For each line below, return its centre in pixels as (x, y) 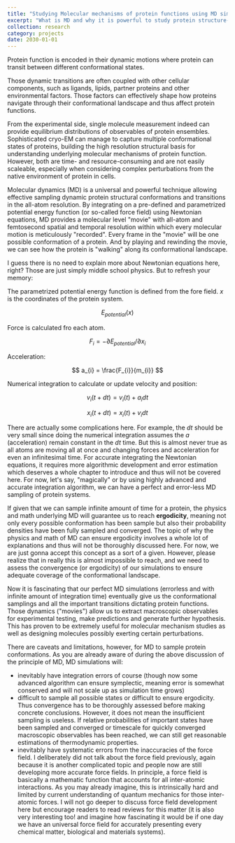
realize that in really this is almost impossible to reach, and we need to (108, 561)
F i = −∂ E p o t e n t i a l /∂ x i (117, 342)
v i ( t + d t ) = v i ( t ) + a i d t (117, 398)
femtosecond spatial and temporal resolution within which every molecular (115, 227)
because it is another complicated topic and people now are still (109, 765)
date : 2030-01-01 (33, 40)
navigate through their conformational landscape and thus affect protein (111, 103)
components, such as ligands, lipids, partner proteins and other (99, 88)
